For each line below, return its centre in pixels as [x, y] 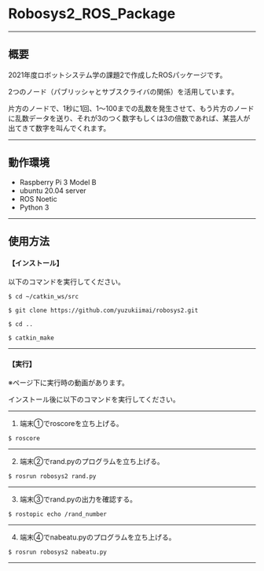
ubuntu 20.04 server [53, 191]
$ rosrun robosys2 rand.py [52, 476]
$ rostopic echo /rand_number [58, 514]
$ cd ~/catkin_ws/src [44, 297]
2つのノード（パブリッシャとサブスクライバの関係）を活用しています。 [123, 91]
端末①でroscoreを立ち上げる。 [71, 424]
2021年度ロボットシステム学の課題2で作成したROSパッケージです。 [117, 75]
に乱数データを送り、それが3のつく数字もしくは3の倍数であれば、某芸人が [129, 118]
